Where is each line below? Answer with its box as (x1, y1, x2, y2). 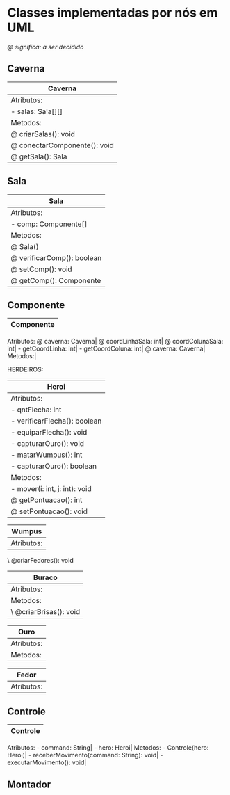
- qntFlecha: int (10, 405, 62, 415)
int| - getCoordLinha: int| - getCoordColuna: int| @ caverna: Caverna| (7, 344, 206, 353)
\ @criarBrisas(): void (10, 607, 81, 617)
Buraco (33, 572, 58, 582)
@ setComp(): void (10, 264, 72, 274)
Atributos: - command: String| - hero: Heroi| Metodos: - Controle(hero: (7, 744, 209, 752)
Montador (7, 778, 51, 790)
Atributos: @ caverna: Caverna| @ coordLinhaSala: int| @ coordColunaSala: (7, 337, 224, 346)
